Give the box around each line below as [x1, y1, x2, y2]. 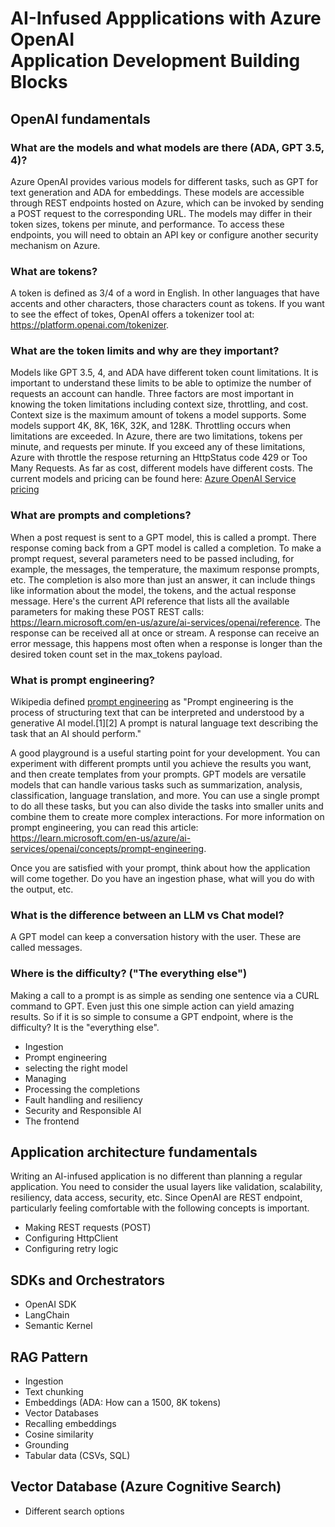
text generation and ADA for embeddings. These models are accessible [10, 186, 305, 198]
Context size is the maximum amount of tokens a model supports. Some [10, 409, 307, 421]
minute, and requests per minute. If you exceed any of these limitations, [10, 441, 306, 453]
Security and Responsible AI [24, 1104, 142, 1116]
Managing [24, 1072, 67, 1084]
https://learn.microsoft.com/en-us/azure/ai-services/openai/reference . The [10, 616, 321, 628]
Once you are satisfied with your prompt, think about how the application [10, 862, 311, 874]
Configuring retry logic [24, 1243, 119, 1255]
